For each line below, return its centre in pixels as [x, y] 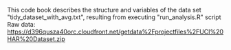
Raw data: [21, 24]
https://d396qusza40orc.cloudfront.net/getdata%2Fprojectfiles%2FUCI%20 [115, 32]
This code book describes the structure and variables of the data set [104, 10]
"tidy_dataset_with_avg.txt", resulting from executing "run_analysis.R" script [114, 17]
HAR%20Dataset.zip [36, 39]
